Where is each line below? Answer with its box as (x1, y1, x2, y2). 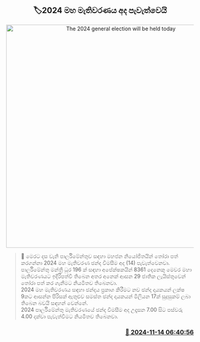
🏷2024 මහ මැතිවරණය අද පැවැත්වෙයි (33, 5, 167, 15)
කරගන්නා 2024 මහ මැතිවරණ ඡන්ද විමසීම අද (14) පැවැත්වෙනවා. (20, 259, 170, 266)
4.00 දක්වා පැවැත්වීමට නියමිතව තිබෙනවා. (20, 312, 118, 320)
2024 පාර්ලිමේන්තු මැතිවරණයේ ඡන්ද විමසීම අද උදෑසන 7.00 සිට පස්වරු (20, 306, 183, 313)
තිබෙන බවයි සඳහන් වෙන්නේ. (20, 299, 88, 306)
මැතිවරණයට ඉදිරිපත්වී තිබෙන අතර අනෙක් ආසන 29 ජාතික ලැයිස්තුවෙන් (20, 272, 186, 280)
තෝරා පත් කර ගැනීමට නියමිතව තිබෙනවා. (20, 279, 118, 286)
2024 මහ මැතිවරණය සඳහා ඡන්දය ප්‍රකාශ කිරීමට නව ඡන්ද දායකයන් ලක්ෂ (20, 285, 185, 293)
